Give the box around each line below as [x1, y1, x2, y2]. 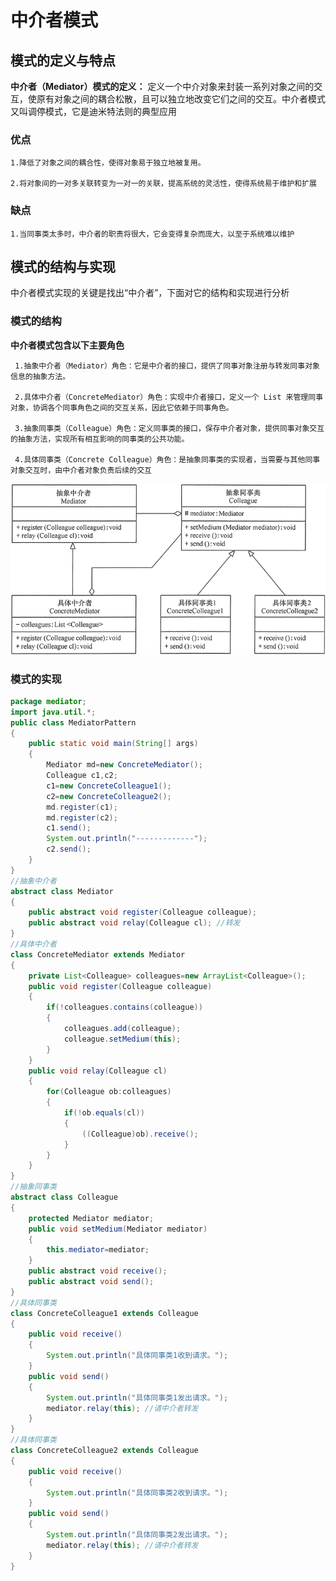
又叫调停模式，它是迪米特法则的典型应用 [10, 106, 177, 117]
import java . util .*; [10, 707, 97, 717]
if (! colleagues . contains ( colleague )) [46, 1002, 203, 1013]
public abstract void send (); [28, 1277, 155, 1287]
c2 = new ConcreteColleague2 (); [46, 791, 172, 801]
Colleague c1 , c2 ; [46, 771, 118, 781]
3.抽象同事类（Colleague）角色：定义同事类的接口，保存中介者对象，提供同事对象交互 [14, 423, 325, 433]
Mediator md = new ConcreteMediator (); [46, 760, 203, 770]
